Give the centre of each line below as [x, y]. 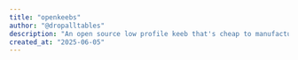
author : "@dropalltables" [57, 26]
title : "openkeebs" [45, 17]
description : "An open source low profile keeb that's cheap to [130, 34]
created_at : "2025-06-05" [57, 42]
